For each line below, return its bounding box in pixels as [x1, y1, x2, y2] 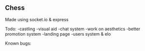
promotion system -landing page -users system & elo [5, 31, 111, 37]
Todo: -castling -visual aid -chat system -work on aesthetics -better [5, 26, 141, 32]
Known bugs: [5, 40, 31, 46]
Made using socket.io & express [5, 16, 69, 22]
